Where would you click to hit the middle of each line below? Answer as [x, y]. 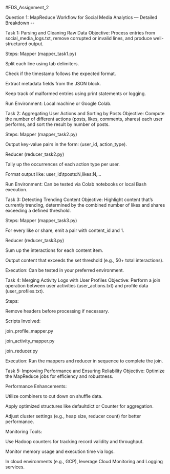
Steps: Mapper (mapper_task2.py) [41, 134]
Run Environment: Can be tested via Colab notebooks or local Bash [76, 184]
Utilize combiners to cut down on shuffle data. [54, 396]
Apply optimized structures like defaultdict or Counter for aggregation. [79, 406]
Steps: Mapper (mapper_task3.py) [41, 220]
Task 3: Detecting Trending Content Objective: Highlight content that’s [79, 199]
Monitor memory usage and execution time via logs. [60, 451]
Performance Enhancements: [36, 386]
